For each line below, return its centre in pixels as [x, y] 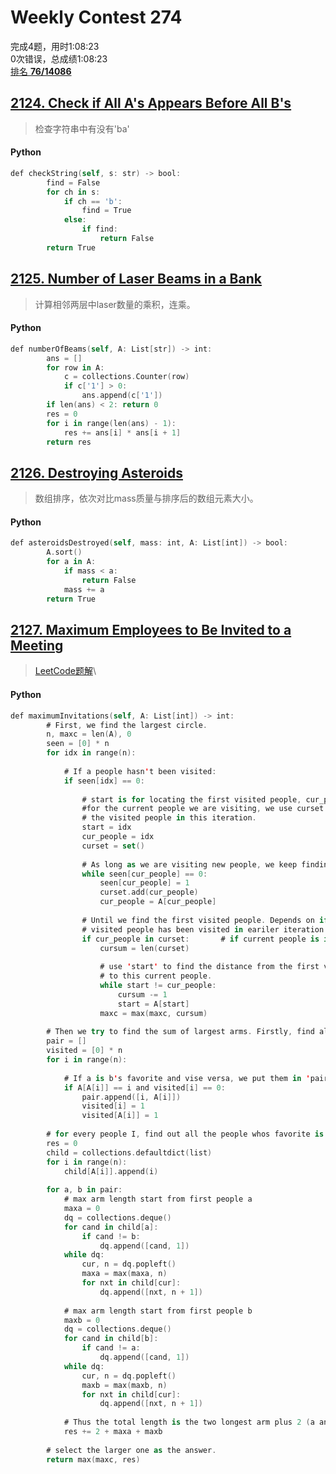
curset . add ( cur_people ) [149, 892]
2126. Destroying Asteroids [96, 472]
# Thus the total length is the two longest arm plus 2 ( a [189, 1422]
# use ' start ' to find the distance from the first [209, 967]
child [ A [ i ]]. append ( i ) [111, 1171]
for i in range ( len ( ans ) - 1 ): [111, 423]
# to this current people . [156, 976]
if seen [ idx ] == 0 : [104, 781]
